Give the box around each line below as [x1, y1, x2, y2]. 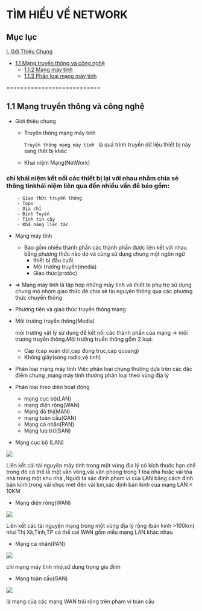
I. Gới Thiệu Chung [6, 48, 53, 55]
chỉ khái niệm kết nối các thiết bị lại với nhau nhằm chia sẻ [6, 174, 179, 182]
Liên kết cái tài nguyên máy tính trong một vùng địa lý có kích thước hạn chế [6, 462, 196, 469]
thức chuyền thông [14, 294, 62, 302]
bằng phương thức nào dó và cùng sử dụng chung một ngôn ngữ [24, 250, 185, 258]
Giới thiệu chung [14, 117, 56, 125]
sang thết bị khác [24, 147, 68, 154]
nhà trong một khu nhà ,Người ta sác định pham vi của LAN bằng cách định [6, 475, 194, 482]
